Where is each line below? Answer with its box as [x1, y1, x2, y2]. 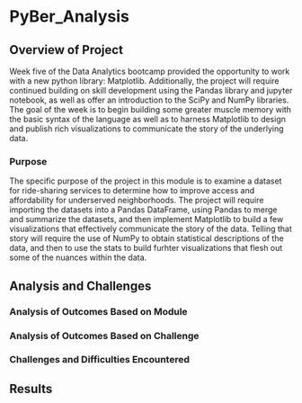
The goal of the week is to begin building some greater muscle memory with [9, 104, 292, 114]
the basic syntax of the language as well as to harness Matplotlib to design [9, 114, 286, 124]
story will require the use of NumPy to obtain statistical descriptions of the [9, 233, 285, 244]
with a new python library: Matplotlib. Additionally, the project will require [9, 76, 280, 86]
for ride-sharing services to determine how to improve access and [9, 185, 254, 196]
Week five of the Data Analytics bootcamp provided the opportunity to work [9, 66, 290, 76]
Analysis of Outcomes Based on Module [9, 305, 188, 318]
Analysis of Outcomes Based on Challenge [9, 329, 200, 342]
